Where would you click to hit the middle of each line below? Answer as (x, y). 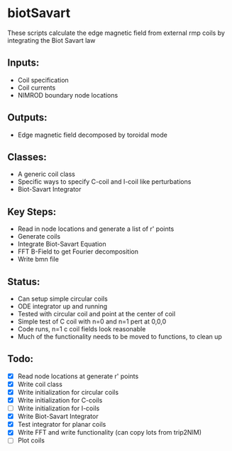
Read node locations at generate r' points (78, 376)
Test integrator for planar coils (62, 425)
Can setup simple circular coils (62, 299)
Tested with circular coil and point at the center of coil (96, 314)
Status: (24, 282)
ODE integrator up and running (62, 306)
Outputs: (27, 118)
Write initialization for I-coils (59, 408)
